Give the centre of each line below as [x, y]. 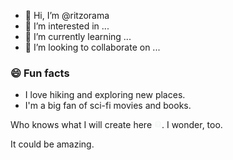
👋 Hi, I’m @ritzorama [67, 15]
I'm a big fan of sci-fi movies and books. [108, 106]
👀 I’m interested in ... [67, 26]
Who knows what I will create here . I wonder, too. [116, 125]
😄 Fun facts [40, 73]
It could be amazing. [52, 144]
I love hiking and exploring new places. [105, 95]
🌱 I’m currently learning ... [78, 36]
